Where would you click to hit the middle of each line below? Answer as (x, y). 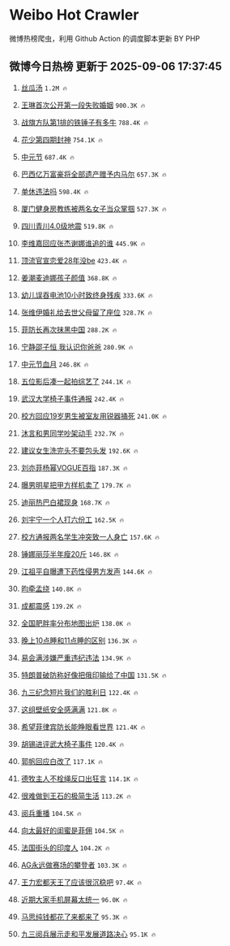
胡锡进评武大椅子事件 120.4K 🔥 (72, 744)
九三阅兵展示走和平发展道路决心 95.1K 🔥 (88, 934)
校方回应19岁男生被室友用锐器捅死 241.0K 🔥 (94, 415)
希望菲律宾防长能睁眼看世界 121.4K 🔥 (83, 727)
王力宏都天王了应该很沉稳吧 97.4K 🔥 (81, 882)
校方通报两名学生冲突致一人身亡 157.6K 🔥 (90, 536)
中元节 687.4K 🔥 (48, 157)
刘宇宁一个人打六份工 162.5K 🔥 (72, 519)
